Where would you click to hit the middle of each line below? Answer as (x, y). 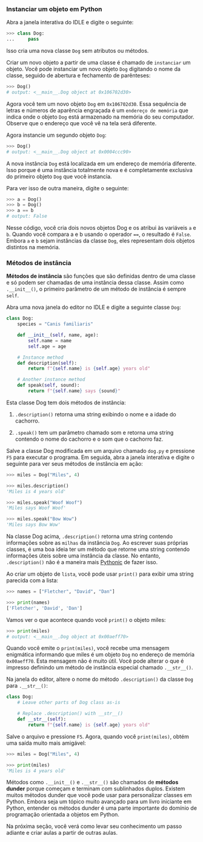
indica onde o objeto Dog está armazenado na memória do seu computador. (100, 117)
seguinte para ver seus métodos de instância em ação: (75, 463)
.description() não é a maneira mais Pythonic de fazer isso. (82, 562)
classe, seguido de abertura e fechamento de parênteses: (78, 75)
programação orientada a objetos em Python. (63, 815)
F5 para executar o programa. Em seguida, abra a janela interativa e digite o (101, 457)
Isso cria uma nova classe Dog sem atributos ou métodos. (78, 51)
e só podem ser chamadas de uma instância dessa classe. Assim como (95, 283)
